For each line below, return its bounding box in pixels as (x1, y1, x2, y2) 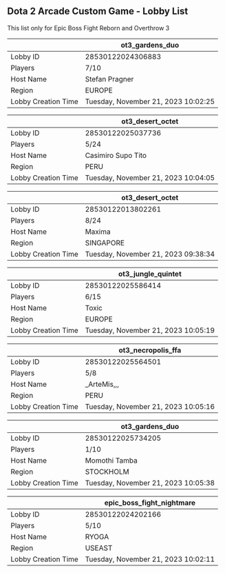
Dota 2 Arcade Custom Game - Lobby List (7, 6, 189, 17)
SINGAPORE (85, 238, 125, 248)
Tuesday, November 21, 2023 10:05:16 (85, 401, 215, 411)
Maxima (85, 227, 111, 237)
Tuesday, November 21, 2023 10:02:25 (85, 97, 215, 106)
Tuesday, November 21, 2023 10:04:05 (85, 172, 215, 182)
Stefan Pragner (85, 74, 134, 83)
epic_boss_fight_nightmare (104, 498, 196, 507)
